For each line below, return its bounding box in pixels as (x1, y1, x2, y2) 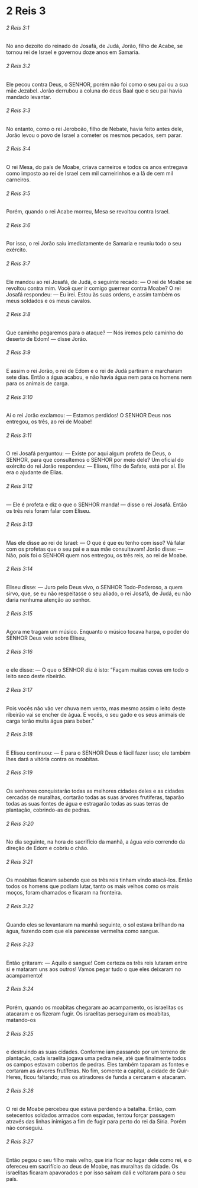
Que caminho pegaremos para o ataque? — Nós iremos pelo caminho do (6, 329, 184, 336)
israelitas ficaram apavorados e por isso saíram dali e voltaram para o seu (6, 1169, 186, 1176)
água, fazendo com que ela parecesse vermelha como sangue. (6, 927, 160, 934)
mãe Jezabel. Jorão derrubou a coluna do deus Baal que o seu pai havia (6, 87, 183, 94)
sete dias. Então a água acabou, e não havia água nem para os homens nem (6, 373, 192, 381)
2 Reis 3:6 (6, 221, 31, 229)
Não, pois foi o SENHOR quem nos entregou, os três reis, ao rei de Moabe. (6, 551, 187, 558)
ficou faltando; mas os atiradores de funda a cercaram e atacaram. (23, 1074, 187, 1081)
